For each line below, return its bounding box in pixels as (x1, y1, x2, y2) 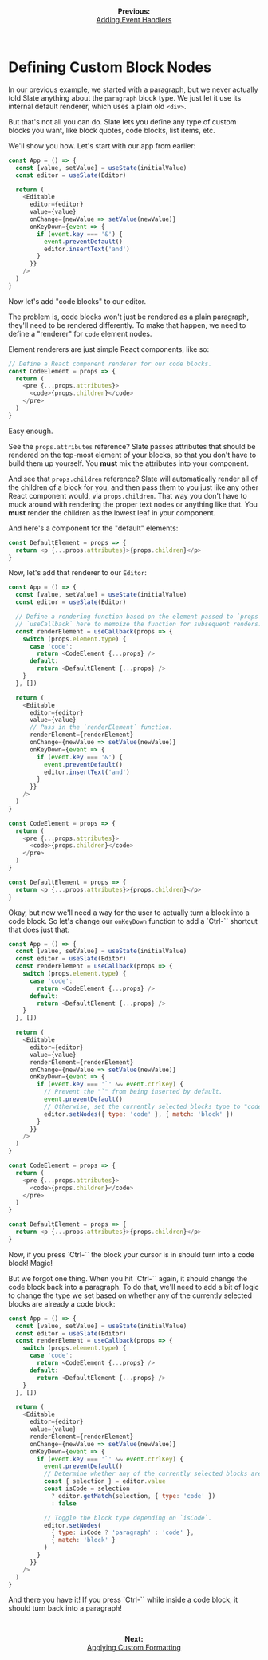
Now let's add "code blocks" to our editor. (8, 296, 147, 306)
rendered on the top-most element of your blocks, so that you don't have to (8, 450, 257, 459)
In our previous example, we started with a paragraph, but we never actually (8, 85, 258, 94)
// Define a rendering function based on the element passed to (15, 613, 234, 621)
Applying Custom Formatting (86, 1642, 182, 1653)
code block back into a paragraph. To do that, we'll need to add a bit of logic (8, 1282, 259, 1291)
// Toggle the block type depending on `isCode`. (43, 1514, 213, 1522)
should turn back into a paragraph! (8, 1603, 122, 1613)
